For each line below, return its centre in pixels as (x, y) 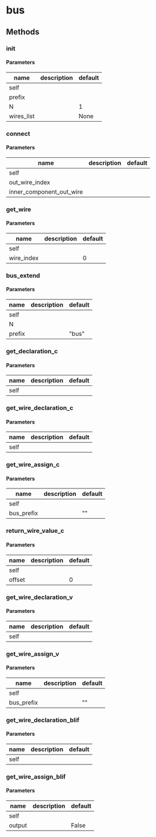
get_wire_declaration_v (39, 597)
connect (18, 133)
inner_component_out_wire (46, 192)
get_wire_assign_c (33, 464)
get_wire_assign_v (33, 654)
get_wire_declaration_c (40, 408)
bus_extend (23, 275)
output (18, 825)
